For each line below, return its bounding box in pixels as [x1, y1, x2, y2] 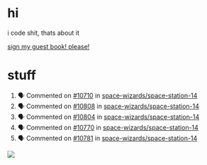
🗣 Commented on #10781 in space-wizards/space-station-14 [17, 134, 198, 142]
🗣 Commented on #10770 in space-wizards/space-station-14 [17, 123, 198, 132]
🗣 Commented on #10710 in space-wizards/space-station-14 [17, 91, 198, 100]
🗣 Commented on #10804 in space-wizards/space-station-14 [17, 112, 200, 121]
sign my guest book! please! [7, 42, 90, 50]
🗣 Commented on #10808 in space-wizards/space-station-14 [17, 102, 200, 110]
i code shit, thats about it [7, 28, 80, 37]
